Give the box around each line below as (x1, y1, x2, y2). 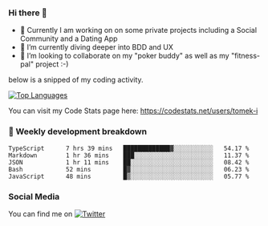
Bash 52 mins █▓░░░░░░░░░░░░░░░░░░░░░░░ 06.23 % (8, 165, 250, 173)
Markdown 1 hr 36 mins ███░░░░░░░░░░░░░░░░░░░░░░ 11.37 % (8, 151, 250, 159)
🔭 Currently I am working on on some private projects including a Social (19, 26, 258, 35)
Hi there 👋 (8, 7, 48, 18)
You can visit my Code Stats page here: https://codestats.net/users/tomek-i (8, 106, 258, 115)
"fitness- (231, 51, 261, 61)
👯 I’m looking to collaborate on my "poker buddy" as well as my (19, 51, 230, 61)
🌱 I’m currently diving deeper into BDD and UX (19, 42, 174, 52)
